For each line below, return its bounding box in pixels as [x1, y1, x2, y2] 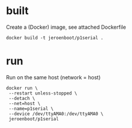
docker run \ [6, 85, 38, 91]
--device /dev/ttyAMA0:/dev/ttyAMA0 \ [8, 110, 104, 117]
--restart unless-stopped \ [8, 90, 77, 96]
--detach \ [8, 95, 35, 101]
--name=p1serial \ [8, 106, 54, 112]
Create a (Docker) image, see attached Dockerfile [6, 23, 126, 31]
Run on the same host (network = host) [6, 73, 101, 80]
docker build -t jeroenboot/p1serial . [6, 35, 104, 41]
